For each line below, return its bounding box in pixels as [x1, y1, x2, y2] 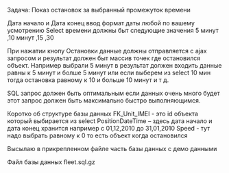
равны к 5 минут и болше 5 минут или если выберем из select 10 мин [7, 68, 211, 77]
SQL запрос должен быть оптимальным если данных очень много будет [7, 89, 221, 97]
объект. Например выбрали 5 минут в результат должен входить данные [7, 62, 222, 69]
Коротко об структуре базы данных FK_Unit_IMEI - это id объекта [7, 109, 199, 118]
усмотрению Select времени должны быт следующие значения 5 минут [7, 27, 219, 34]
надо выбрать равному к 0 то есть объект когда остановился [7, 131, 188, 139]
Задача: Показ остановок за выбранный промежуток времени [7, 6, 191, 14]
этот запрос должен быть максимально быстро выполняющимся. [7, 96, 201, 105]
